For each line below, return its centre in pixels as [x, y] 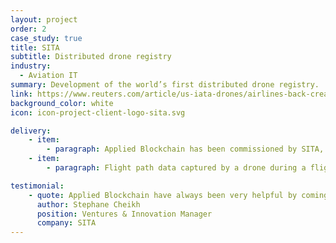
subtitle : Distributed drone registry [91, 57]
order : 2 [28, 29]
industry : [31, 66]
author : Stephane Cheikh [88, 204]
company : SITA [66, 223]
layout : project [44, 19]
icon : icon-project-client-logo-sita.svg [98, 112]
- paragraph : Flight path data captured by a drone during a [176, 168]
